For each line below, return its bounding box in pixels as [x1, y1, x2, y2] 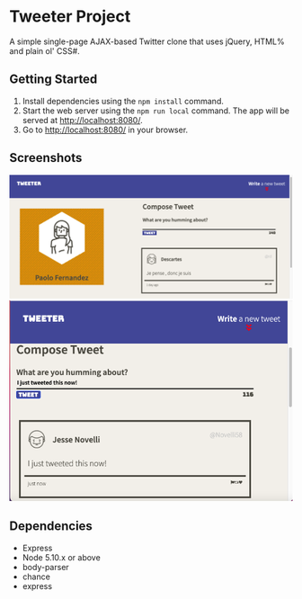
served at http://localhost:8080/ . [22, 114, 143, 125]
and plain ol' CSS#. [9, 45, 81, 56]
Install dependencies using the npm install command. [22, 95, 225, 106]
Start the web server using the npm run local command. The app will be [22, 105, 290, 116]
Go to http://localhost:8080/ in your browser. [22, 124, 189, 135]
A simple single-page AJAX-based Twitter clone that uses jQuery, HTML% [9, 36, 285, 47]
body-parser [22, 561, 69, 572]
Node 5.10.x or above [22, 551, 101, 563]
